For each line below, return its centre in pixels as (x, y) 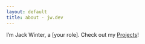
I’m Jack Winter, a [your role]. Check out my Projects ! (72, 34)
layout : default (27, 12)
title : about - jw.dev (35, 17)
